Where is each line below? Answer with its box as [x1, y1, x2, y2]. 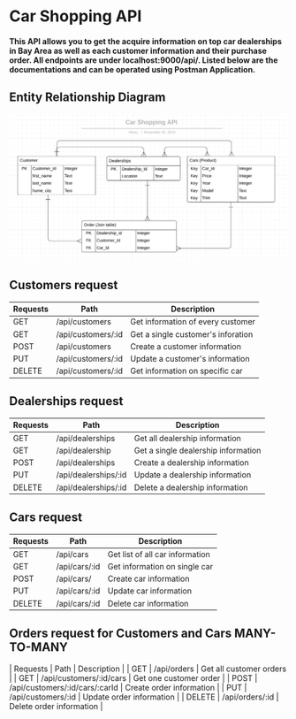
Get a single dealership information [133, 445, 262, 455]
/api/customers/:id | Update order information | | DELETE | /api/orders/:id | [9, 692, 279, 702]
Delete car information [107, 598, 189, 608]
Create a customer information [130, 340, 241, 351]
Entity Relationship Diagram [9, 90, 166, 105]
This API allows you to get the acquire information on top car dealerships [9, 35, 283, 46]
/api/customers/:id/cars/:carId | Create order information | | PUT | [9, 682, 247, 692]
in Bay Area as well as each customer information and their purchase [9, 45, 268, 56]
